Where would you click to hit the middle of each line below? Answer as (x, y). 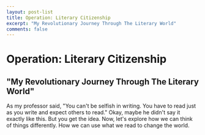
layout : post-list (30, 12)
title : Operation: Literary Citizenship (59, 18)
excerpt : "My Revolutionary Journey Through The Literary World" (91, 23)
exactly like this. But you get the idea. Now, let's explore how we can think (99, 119)
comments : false (27, 29)
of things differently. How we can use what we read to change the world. (98, 125)
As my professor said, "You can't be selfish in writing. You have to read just (101, 106)
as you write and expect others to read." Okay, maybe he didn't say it (93, 112)
